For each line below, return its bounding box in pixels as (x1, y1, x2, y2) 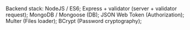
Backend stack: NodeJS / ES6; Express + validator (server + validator (5, 5, 177, 12)
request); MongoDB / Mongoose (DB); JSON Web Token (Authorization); (5, 11, 185, 18)
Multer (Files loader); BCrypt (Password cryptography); (5, 18, 142, 24)
